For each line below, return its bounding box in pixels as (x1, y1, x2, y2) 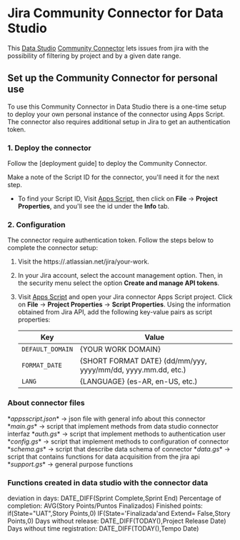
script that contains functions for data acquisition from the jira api (7, 452, 200, 461)
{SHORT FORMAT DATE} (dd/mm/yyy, (79, 356, 207, 366)
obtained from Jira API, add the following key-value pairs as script (17, 308, 213, 316)
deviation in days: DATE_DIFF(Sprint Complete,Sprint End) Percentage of (7, 494, 221, 502)
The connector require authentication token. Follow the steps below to (7, 236, 214, 244)
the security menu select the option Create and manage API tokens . (17, 279, 220, 287)
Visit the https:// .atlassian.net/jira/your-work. (17, 257, 150, 266)
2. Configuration (7, 219, 66, 229)
